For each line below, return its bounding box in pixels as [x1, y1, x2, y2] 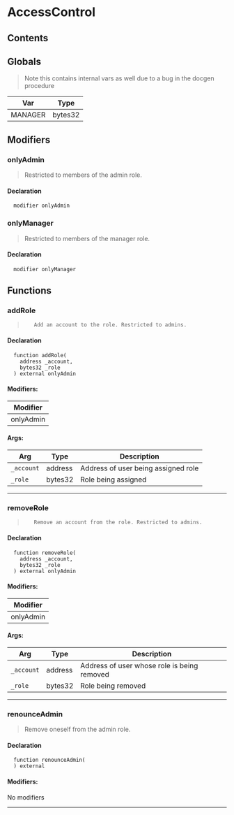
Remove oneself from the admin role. [24, 725, 131, 734]
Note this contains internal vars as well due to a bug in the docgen [24, 74, 214, 82]
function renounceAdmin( [13, 756, 86, 764]
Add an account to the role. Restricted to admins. [33, 322, 187, 329]
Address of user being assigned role [79, 463, 199, 473]
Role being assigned [79, 475, 147, 484]
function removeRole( [13, 549, 77, 556]
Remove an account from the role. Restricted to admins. [33, 519, 203, 526]
